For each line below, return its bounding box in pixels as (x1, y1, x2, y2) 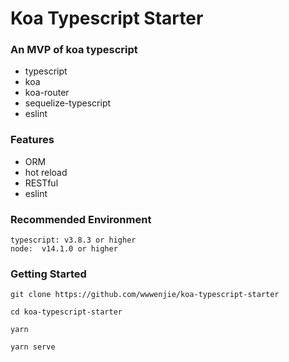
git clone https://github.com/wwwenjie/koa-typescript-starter (10, 290, 280, 300)
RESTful (24, 177, 59, 189)
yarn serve (10, 342, 56, 352)
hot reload (24, 166, 68, 178)
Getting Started (10, 267, 87, 281)
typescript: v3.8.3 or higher (10, 235, 137, 246)
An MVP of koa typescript (10, 43, 138, 57)
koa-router (24, 87, 70, 99)
